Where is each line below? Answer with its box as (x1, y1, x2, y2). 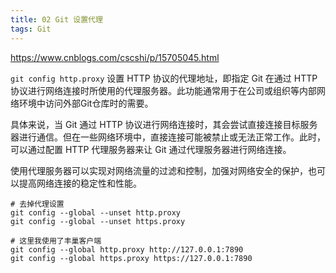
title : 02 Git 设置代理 (10, 14, 103, 25)
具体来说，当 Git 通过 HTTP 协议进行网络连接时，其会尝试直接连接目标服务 (10, 118, 318, 130)
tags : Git (10, 24, 52, 34)
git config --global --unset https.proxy (10, 216, 186, 226)
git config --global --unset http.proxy (10, 207, 182, 218)
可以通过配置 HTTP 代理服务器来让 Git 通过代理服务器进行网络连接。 (10, 143, 292, 155)
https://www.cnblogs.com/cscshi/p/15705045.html (10, 51, 220, 63)
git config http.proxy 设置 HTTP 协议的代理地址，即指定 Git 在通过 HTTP (10, 72, 318, 84)
